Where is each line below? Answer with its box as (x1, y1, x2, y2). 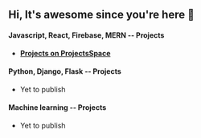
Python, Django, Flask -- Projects (8, 67, 122, 76)
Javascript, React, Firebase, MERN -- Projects (8, 30, 165, 40)
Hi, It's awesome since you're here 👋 (8, 8, 195, 22)
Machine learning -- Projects (8, 103, 107, 112)
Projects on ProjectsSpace (19, 48, 111, 58)
